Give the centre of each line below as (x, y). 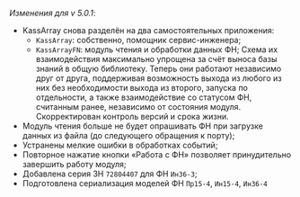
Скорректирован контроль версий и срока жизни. (132, 116)
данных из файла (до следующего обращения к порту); (128, 135)
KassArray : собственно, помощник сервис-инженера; (138, 40)
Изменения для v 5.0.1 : (53, 13)
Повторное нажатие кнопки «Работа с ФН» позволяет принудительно (157, 155)
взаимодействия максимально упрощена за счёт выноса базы (156, 59)
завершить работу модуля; (75, 164)
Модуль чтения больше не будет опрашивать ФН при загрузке (142, 126)
